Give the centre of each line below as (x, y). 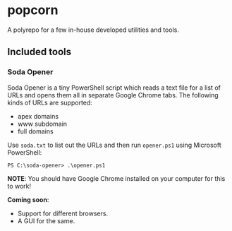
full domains (36, 131)
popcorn (33, 10)
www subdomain (42, 124)
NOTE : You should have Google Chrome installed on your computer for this (116, 178)
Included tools (39, 52)
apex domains (38, 116)
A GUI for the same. (46, 220)
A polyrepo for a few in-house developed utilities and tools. (93, 30)
